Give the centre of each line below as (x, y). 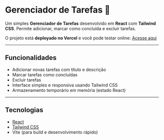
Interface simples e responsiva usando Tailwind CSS (65, 85)
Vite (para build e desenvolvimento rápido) (55, 132)
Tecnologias (24, 110)
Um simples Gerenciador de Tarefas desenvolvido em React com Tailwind (81, 23)
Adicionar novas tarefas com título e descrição (59, 70)
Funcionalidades (31, 58)
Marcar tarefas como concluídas (45, 74)
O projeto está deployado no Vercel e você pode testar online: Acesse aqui (81, 38)
